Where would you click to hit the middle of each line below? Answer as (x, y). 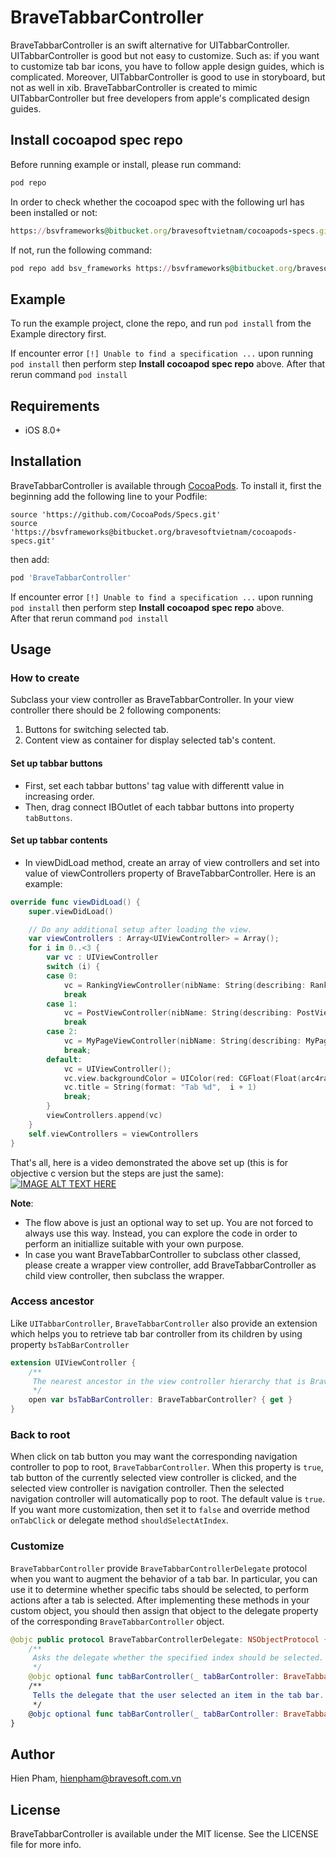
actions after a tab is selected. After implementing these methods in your (160, 1600)
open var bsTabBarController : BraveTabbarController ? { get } (160, 1400)
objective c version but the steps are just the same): (117, 1173)
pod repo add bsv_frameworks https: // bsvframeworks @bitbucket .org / (154, 268)
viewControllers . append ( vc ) (104, 1116)
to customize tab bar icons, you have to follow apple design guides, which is (167, 66)
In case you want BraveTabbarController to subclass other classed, (163, 1254)
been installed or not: (54, 212)
